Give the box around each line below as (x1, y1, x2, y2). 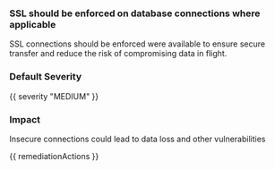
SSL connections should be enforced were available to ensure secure (9, 38, 266, 49)
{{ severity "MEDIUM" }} (9, 90, 99, 101)
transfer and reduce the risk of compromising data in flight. (9, 48, 228, 59)
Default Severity (9, 71, 82, 83)
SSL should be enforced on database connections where (9, 7, 261, 20)
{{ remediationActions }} (9, 150, 99, 161)
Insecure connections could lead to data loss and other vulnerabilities (9, 133, 266, 144)
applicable (9, 18, 56, 30)
